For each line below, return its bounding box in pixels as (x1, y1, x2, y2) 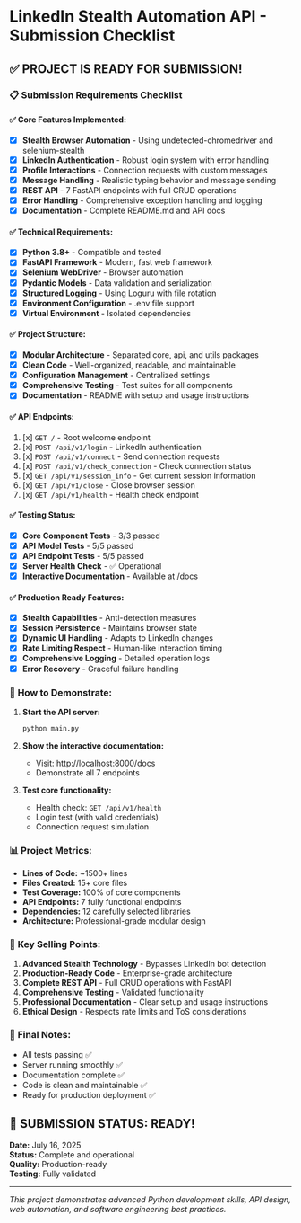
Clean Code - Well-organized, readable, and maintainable (21, 359, 236, 370)
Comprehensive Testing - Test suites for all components (21, 380, 233, 391)
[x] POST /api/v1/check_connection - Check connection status (21, 460, 252, 471)
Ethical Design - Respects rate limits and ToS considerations (21, 1006, 247, 1017)
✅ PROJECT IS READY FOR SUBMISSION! (9, 61, 243, 76)
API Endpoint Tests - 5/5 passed (21, 550, 145, 561)
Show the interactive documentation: (21, 740, 164, 751)
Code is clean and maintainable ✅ (21, 1079, 148, 1090)
